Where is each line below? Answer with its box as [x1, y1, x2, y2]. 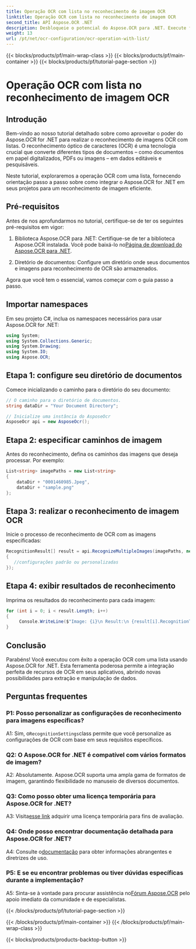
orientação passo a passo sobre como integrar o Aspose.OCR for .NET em [6, 179, 185, 185]
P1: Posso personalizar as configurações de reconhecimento [6, 709, 182, 718]
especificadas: [6, 537, 42, 544]
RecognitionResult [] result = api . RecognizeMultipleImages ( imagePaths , [6, 548, 184, 554]
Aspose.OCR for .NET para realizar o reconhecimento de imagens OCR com [6, 136, 188, 143]
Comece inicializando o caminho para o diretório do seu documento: [6, 386, 171, 393]
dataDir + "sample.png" [16, 484, 75, 490]
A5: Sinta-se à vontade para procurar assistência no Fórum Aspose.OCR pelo [6, 889, 190, 896]
